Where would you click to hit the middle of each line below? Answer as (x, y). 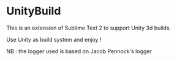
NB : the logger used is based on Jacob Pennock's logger (79, 51)
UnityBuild (34, 11)
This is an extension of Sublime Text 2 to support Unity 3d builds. (89, 28)
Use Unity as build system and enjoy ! (54, 39)
